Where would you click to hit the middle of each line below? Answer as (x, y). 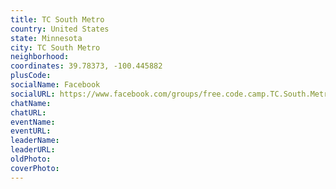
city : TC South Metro (55, 47)
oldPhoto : (31, 159)
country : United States (60, 29)
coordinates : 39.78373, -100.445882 (86, 66)
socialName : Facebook (55, 85)
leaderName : (35, 141)
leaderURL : (33, 150)
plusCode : (31, 76)
